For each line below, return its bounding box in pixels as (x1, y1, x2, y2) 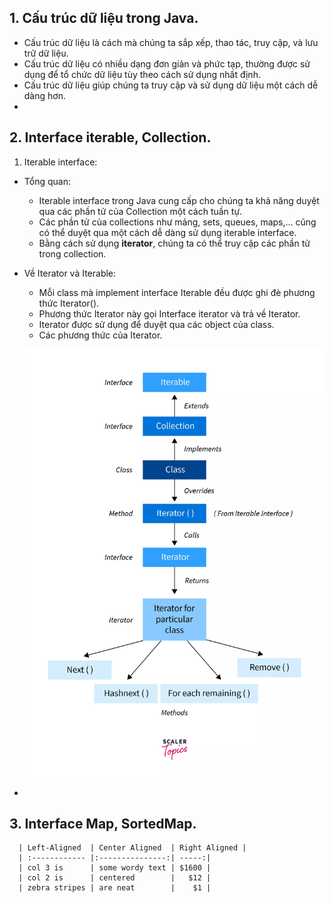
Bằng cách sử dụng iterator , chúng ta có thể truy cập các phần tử (38, 237, 311, 249)
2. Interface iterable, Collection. (9, 129, 212, 146)
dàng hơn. (23, 89, 66, 101)
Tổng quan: (23, 175, 71, 187)
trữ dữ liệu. (23, 47, 69, 59)
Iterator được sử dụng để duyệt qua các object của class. (38, 318, 275, 330)
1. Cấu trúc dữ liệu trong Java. (9, 10, 199, 27)
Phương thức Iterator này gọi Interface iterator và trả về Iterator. (38, 307, 301, 320)
